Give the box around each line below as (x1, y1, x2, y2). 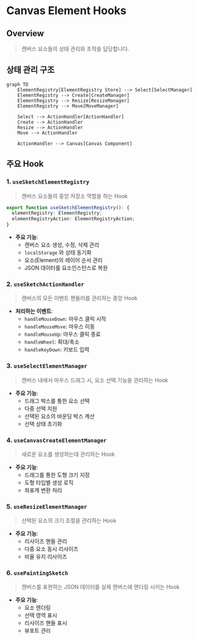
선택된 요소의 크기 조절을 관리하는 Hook (21, 517, 117, 525)
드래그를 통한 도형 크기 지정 (24, 471, 90, 479)
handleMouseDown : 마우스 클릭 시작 (24, 315, 106, 323)
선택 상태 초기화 (24, 420, 62, 427)
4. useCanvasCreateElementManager (6, 436, 107, 444)
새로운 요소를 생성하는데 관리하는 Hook (21, 450, 115, 458)
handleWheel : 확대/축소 (24, 338, 79, 345)
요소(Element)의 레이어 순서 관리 (24, 256, 103, 264)
